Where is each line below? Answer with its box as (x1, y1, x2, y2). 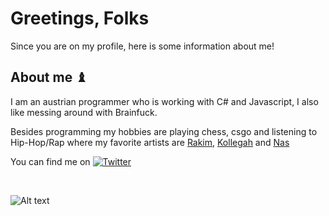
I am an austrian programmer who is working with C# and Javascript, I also (10, 95, 319, 107)
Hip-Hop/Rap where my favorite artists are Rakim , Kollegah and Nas (10, 136, 290, 148)
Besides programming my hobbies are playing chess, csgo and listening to (10, 125, 318, 137)
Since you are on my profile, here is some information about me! (10, 40, 275, 52)
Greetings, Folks (10, 7, 150, 30)
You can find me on (10, 155, 91, 167)
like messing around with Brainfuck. (10, 106, 158, 118)
